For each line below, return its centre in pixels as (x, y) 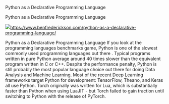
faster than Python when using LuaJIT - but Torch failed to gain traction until (84, 91)
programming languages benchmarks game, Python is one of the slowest (81, 48)
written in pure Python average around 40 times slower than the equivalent (83, 59)
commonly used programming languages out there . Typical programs (78, 53)
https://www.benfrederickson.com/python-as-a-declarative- (73, 28)
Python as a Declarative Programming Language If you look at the (74, 43)
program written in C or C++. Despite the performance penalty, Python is (81, 64)
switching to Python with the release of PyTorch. (55, 96)
